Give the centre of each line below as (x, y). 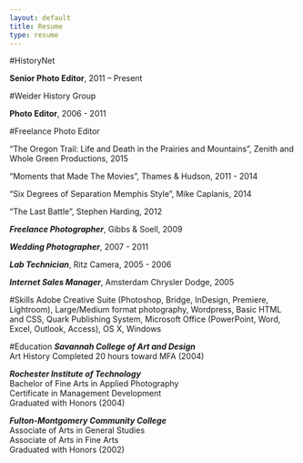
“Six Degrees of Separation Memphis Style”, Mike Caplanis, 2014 (131, 194)
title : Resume (36, 26)
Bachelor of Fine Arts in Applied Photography (94, 384)
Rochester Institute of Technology (75, 374)
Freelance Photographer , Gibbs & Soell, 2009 (96, 230)
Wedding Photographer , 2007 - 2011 (79, 247)
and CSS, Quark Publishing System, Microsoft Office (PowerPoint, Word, (145, 319)
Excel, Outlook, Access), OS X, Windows (86, 329)
